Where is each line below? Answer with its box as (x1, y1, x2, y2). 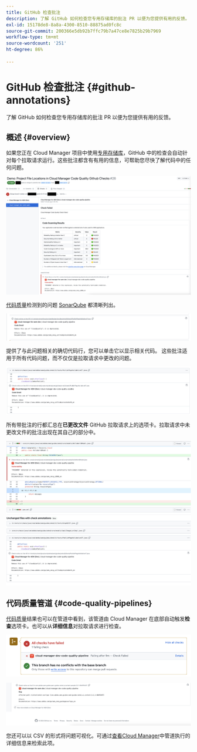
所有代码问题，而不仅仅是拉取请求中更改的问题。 (16, 355, 135, 362)
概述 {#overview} (6, 133, 70, 143)
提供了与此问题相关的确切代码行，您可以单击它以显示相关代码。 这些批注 (6, 347, 182, 354)
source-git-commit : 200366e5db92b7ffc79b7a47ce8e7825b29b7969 (6, 28, 161, 34)
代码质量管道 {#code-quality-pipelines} (6, 598, 152, 608)
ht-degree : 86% (6, 47, 43, 53)
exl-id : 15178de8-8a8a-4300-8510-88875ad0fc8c (6, 22, 122, 28)
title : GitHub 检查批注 (6, 9, 60, 15)
